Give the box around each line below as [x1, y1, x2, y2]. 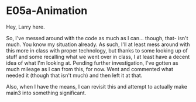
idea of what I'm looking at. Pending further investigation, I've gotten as [6, 59, 178, 66]
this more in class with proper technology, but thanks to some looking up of [6, 47, 188, 54]
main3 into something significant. [6, 89, 87, 96]
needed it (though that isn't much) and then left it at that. [6, 72, 143, 79]
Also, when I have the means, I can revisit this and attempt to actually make [6, 83, 187, 90]
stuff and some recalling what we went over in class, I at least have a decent [6, 53, 190, 60]
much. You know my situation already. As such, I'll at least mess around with [6, 41, 190, 48]
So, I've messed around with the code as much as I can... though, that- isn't [6, 34, 188, 41]
